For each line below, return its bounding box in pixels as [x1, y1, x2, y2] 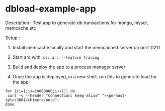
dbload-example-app [5, 3, 97, 15]
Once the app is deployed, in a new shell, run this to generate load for [12, 73, 157, 79]
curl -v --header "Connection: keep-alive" [7, 93, 100, 98]
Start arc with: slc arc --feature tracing [12, 54, 100, 60]
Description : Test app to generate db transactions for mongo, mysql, [5, 20, 148, 26]
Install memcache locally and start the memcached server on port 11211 [12, 44, 160, 50]
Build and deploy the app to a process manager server [12, 64, 126, 70]
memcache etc [5, 25, 36, 31]
